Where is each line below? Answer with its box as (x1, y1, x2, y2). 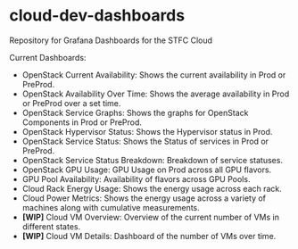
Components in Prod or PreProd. (21, 117, 143, 128)
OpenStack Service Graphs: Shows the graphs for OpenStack (21, 107, 249, 118)
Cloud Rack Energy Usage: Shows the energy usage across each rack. (21, 183, 283, 194)
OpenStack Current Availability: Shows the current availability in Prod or (21, 69, 286, 80)
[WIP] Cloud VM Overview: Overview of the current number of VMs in (21, 212, 279, 222)
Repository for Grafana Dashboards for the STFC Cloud (9, 35, 212, 46)
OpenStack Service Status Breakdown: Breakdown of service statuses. (21, 154, 284, 165)
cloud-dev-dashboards (9, 5, 186, 26)
